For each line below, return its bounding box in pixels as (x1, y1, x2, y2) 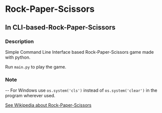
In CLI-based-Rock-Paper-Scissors (5, 23, 116, 32)
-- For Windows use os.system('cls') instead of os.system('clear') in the (5, 87, 158, 93)
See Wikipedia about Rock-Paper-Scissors (5, 102, 92, 108)
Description (5, 38, 34, 45)
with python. (5, 54, 31, 60)
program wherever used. (5, 93, 56, 99)
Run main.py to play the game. (5, 64, 67, 70)
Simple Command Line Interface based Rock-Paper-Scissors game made (5, 49, 154, 55)
